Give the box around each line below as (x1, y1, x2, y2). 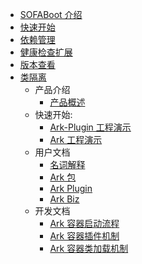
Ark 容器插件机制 (49, 230, 120, 242)
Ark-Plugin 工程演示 (49, 121, 132, 133)
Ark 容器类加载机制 (49, 243, 129, 254)
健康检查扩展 (19, 46, 73, 58)
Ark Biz (49, 193, 80, 205)
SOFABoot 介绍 (19, 9, 83, 20)
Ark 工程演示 (49, 134, 103, 145)
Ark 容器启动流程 (49, 218, 120, 229)
